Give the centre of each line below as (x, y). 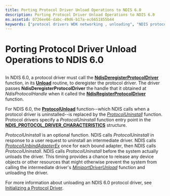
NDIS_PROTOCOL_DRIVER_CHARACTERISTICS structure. (66, 125)
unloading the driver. (27, 173)
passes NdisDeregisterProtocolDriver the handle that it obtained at (76, 88)
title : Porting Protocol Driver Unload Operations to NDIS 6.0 (73, 10)
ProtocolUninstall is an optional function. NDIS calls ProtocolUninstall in (80, 135)
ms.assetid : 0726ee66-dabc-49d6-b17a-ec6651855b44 (60, 19)
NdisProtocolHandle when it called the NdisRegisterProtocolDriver (75, 93)
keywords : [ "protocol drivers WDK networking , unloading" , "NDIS (77, 24)
